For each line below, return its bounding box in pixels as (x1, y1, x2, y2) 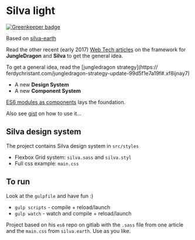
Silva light (6, 4, 56, 18)
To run (6, 177, 30, 187)
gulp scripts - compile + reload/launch (14, 203, 111, 211)
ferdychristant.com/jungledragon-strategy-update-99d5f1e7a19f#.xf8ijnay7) (6, 69, 190, 76)
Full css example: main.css (14, 159, 79, 167)
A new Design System (14, 81, 69, 88)
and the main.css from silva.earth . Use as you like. (6, 227, 131, 234)
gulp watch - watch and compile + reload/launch (14, 210, 132, 217)
